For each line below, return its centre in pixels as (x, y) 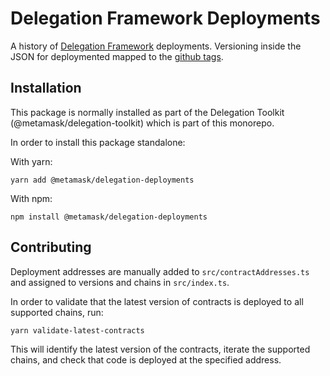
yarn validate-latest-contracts (77, 330)
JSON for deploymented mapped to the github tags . (117, 56)
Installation (46, 88)
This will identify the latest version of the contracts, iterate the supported (160, 349)
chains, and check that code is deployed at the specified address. (146, 359)
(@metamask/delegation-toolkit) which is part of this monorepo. (142, 123)
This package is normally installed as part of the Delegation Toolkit (147, 112)
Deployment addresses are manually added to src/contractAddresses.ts (160, 271)
